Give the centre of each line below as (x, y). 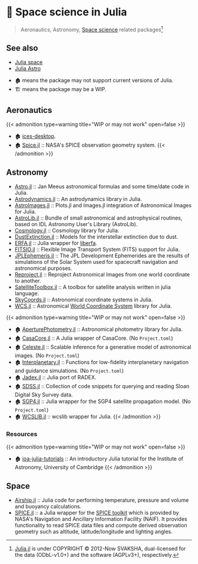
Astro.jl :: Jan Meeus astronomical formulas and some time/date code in (102, 186)
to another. (28, 281)
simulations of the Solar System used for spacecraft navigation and (96, 262)
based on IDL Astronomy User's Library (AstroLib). (76, 224)
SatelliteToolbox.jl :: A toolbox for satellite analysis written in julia (93, 287)
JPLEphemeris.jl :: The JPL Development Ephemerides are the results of (102, 256)
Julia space (29, 62)
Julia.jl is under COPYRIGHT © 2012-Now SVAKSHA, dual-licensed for (100, 549)
